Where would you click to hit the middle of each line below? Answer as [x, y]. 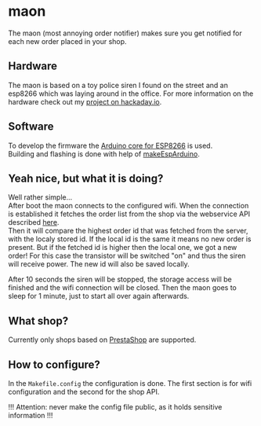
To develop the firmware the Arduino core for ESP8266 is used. [111, 145]
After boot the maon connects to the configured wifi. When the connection [129, 206]
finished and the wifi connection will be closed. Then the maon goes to [122, 288]
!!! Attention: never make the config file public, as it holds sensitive [115, 407]
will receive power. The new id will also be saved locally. [99, 264]
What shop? [38, 321]
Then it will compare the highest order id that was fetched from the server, [128, 231]
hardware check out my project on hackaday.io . [85, 101]
